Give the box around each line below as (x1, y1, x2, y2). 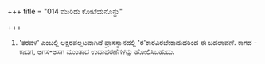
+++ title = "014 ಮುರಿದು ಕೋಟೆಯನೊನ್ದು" (7, 7, 123, 16)
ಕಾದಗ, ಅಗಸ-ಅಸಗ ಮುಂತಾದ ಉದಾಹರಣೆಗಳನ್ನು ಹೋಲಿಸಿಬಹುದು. (18, 47, 176, 56)
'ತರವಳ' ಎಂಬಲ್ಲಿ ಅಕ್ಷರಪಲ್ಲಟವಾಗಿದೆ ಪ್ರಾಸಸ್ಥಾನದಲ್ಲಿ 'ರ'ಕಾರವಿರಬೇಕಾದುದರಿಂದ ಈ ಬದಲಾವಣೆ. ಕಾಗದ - (18, 38, 258, 47)
